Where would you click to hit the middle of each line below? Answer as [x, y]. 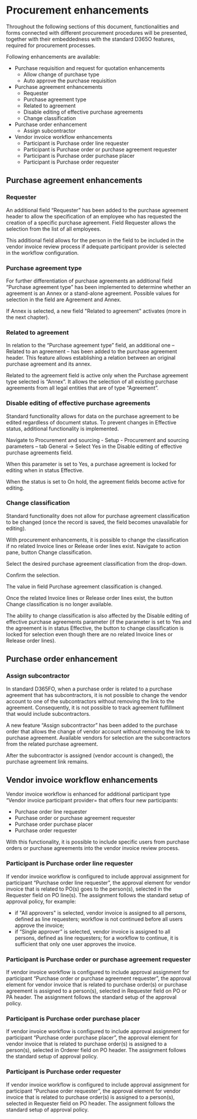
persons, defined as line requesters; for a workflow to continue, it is [96, 938]
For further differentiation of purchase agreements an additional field [89, 281]
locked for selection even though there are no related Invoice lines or [89, 634]
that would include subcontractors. [49, 713]
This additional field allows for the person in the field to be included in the [95, 240]
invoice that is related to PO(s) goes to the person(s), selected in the [89, 889]
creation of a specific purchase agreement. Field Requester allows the [91, 223]
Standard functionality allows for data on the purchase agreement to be [93, 416]
